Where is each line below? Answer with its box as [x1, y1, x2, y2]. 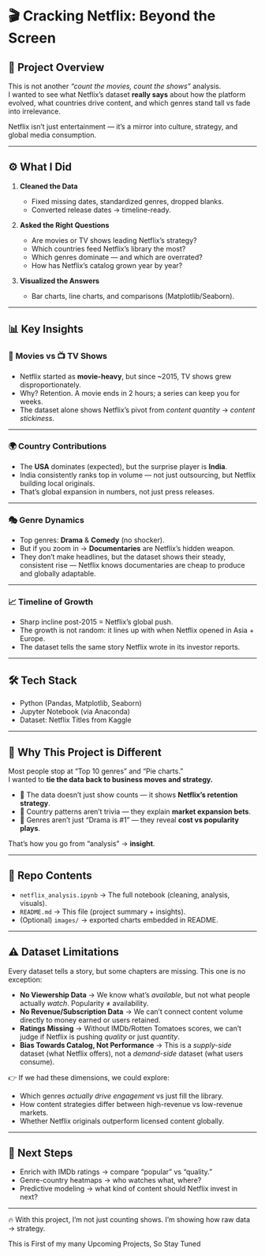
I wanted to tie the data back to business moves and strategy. [8, 775, 213, 785]
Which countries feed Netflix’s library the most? [31, 244, 186, 253]
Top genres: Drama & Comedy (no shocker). [19, 535, 165, 545]
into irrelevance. [8, 106, 61, 116]
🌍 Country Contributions [8, 441, 107, 452]
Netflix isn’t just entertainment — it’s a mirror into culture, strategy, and [8, 122, 238, 131]
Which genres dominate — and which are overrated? [31, 252, 203, 262]
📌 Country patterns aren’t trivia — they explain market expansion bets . [19, 807, 251, 817]
